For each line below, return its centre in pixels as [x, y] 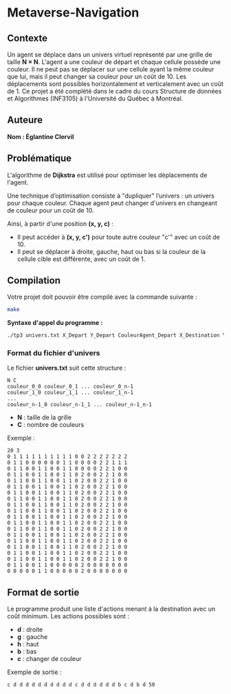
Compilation [34, 281]
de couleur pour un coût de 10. [51, 210]
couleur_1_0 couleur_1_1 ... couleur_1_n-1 [70, 393]
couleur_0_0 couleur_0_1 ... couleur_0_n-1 [70, 387]
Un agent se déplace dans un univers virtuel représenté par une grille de [110, 54]
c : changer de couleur [49, 659]
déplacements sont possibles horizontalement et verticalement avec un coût [115, 84]
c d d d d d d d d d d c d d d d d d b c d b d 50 [81, 685]
